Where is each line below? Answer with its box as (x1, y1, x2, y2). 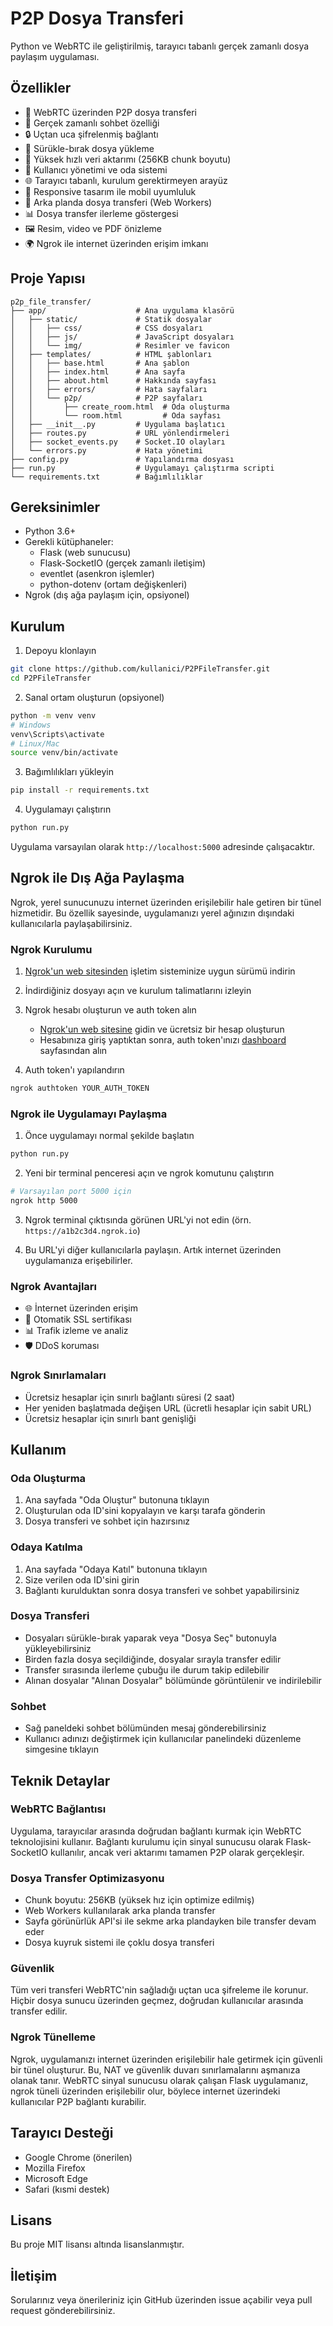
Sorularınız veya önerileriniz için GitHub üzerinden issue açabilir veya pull (10, 2294, 313, 2306)
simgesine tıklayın (24, 1743, 99, 1756)
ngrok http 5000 (10, 1196, 78, 1206)
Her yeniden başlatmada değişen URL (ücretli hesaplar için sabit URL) (24, 1402, 312, 1414)
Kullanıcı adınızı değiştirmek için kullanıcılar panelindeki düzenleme (24, 1733, 302, 1745)
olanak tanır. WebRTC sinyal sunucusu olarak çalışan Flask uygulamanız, (10, 2074, 309, 2086)
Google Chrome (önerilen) (24, 2151, 133, 2163)
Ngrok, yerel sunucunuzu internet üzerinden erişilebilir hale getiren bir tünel (10, 896, 322, 908)
